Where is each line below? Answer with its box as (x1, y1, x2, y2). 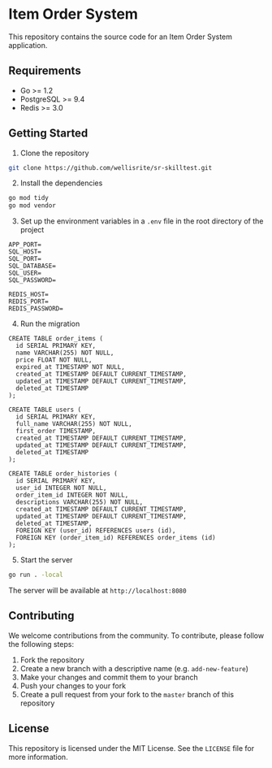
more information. (8, 752, 68, 761)
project (19, 225, 45, 235)
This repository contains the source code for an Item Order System (8, 32, 233, 41)
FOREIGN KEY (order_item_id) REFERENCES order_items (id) (15, 534, 217, 542)
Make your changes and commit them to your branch (19, 672, 198, 682)
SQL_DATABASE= (8, 262, 57, 271)
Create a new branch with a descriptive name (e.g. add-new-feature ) (19, 663, 249, 673)
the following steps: (8, 639, 75, 649)
